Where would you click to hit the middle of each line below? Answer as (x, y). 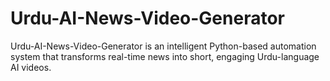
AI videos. (31, 67)
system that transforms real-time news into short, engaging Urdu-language (165, 56)
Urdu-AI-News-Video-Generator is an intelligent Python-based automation (163, 46)
